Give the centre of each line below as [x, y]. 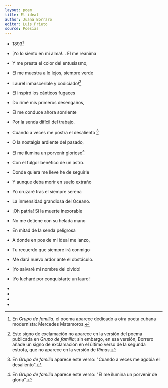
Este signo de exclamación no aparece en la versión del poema [77, 334]
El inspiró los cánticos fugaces [44, 93]
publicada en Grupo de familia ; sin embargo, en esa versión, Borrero [83, 339]
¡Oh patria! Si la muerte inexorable [47, 211]
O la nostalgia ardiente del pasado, [48, 142]
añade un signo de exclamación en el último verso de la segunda [79, 344]
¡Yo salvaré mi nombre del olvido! [46, 269]
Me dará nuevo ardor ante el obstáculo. [53, 259]
